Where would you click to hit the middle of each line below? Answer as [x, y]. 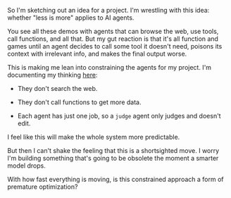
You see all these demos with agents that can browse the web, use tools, [113, 31]
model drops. [26, 166]
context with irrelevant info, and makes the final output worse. [97, 54]
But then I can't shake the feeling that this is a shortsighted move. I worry [113, 150]
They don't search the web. [57, 88]
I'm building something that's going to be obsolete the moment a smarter [113, 158]
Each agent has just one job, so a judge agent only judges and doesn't [119, 116]
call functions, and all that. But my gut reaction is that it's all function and [113, 39]
